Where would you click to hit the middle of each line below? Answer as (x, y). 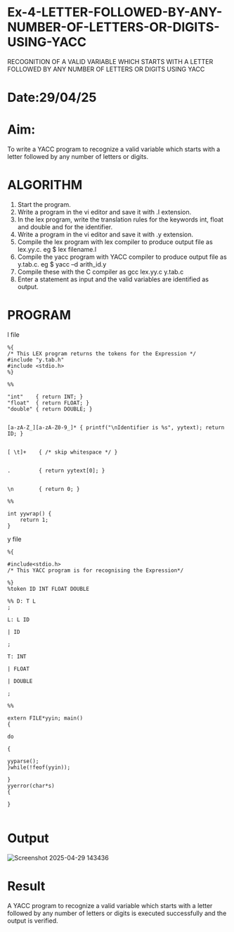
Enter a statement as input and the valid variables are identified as (113, 279)
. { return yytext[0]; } (56, 471)
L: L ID (19, 620)
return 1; (34, 520)
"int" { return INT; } (45, 397)
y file (14, 539)
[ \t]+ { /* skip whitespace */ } (63, 452)
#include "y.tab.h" (36, 359)
